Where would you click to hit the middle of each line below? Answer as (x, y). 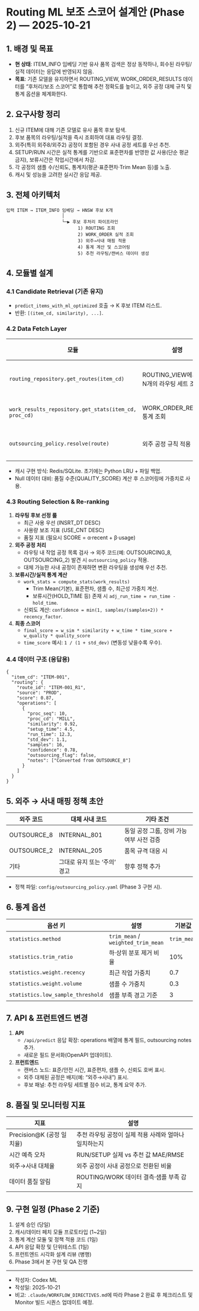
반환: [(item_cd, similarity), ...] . (59, 313)
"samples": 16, (46, 745)
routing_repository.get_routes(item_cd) (67, 379)
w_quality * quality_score (57, 636)
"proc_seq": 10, (47, 714)
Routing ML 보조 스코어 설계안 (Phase (95, 12)
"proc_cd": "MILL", (52, 719)
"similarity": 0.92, (53, 724)
